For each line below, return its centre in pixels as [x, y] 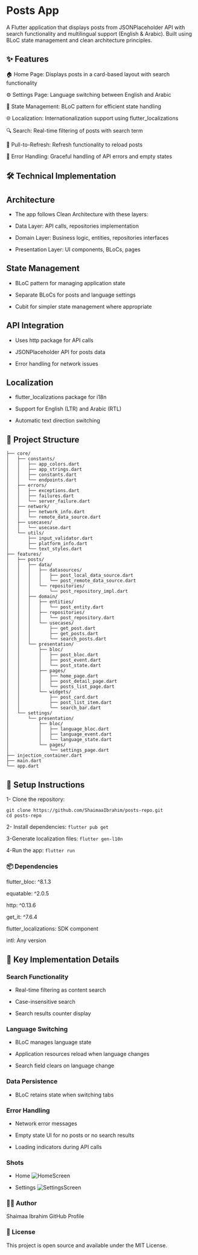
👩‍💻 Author [22, 1204]
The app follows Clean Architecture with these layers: [81, 214]
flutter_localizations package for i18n [61, 397]
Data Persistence [32, 1081]
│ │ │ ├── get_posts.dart [52, 634]
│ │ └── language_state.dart [59, 740]
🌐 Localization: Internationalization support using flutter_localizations [92, 118]
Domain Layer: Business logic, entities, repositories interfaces [92, 237]
